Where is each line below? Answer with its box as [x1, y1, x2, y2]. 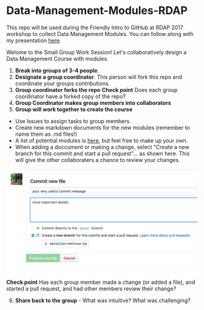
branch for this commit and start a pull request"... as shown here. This [15, 150, 190, 157]
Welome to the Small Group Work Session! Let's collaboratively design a [6, 48, 187, 55]
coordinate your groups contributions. [15, 80, 110, 87]
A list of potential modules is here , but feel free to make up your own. [15, 136, 188, 144]
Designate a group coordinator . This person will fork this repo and [15, 73, 183, 80]
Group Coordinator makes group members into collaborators [15, 99, 171, 107]
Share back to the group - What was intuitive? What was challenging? [15, 297, 191, 304]
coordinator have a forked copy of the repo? [15, 93, 126, 100]
